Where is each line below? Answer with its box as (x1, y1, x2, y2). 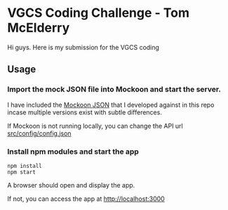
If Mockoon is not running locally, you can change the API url (7, 122, 184, 130)
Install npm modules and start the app (7, 146, 139, 156)
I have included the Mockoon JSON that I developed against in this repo (7, 100, 215, 109)
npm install (7, 162, 42, 169)
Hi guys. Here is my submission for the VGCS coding (7, 43, 160, 51)
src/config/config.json (7, 129, 72, 138)
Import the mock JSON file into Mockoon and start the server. (7, 84, 221, 94)
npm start (7, 169, 36, 176)
